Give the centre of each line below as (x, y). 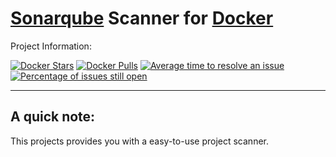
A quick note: (53, 117)
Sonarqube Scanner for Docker (142, 18)
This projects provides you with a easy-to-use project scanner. (139, 141)
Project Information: (51, 46)
